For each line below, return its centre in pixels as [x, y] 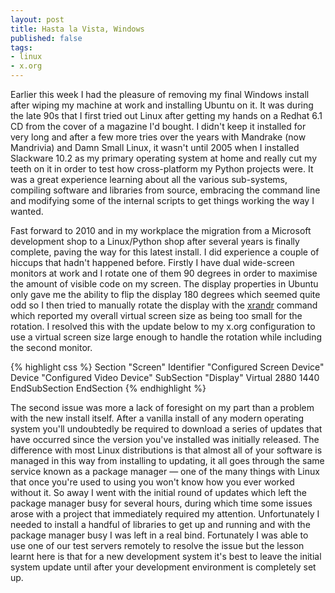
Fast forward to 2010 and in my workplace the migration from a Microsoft [161, 230]
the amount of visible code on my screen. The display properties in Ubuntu [164, 284]
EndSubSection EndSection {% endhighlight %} [108, 388]
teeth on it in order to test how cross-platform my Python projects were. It [162, 169]
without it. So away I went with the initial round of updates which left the [158, 492]
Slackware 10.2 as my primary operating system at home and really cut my [164, 158]
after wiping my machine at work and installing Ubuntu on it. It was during [162, 105]
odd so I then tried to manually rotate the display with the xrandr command [164, 305]
